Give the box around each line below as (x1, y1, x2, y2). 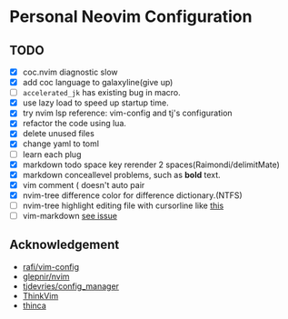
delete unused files (22, 128, 95, 139)
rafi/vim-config (22, 261, 80, 272)
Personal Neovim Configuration (9, 6, 253, 27)
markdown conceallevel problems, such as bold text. (22, 169, 221, 180)
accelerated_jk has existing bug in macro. (22, 87, 182, 98)
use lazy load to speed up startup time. (22, 97, 170, 108)
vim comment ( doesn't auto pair (22, 179, 145, 190)
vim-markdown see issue (22, 210, 118, 221)
